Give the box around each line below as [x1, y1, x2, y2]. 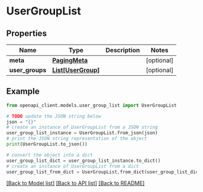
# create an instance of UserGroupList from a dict [6, 163, 139, 169]
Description [105, 46, 140, 54]
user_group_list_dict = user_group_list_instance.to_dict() [6, 158, 161, 164]
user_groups [9, 66, 47, 74]
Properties [6, 28, 47, 39]
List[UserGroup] [52, 66, 100, 74]
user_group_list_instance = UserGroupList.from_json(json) [6, 130, 158, 136]
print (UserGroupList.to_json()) [6, 141, 88, 147]
